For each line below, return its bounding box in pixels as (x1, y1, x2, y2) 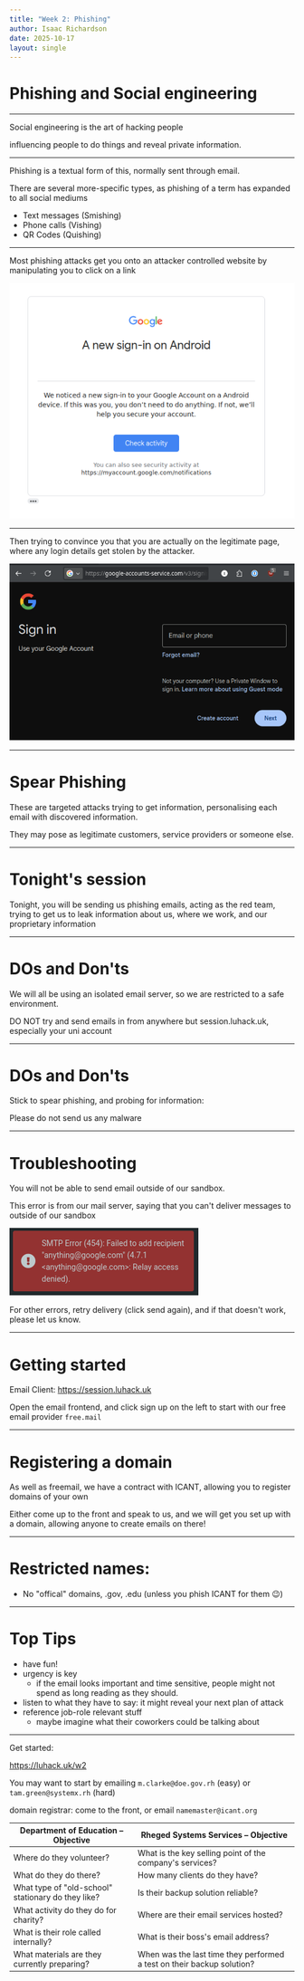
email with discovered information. (9, 811, 138, 822)
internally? (13, 1936, 52, 1947)
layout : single (9, 43, 67, 53)
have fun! (22, 1659, 59, 1670)
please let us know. (9, 1314, 81, 1325)
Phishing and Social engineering (9, 83, 258, 104)
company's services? (137, 1857, 217, 1868)
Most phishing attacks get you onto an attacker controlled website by (9, 255, 268, 266)
